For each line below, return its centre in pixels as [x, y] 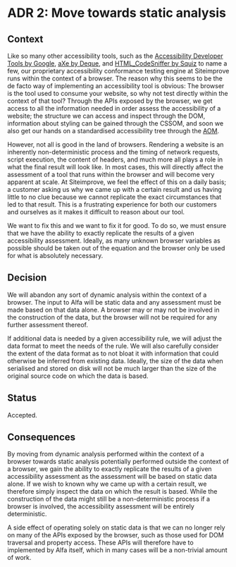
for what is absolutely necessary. [55, 256]
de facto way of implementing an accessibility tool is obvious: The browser [116, 86]
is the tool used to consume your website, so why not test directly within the [118, 93]
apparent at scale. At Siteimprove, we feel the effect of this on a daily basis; [117, 182]
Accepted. [22, 415]
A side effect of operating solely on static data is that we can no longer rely [116, 528]
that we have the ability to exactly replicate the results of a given [101, 233]
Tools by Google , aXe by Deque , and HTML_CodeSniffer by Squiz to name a [117, 63]
